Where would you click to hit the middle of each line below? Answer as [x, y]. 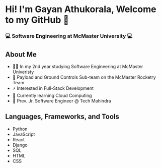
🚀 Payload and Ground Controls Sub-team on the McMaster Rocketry [84, 77]
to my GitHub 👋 [37, 20]
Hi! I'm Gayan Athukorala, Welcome [81, 9]
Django [20, 145]
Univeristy [23, 72]
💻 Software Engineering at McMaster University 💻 [69, 36]
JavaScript [24, 134]
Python [20, 129]
